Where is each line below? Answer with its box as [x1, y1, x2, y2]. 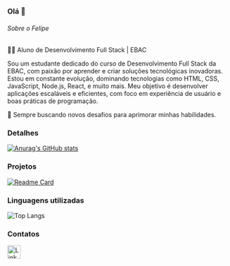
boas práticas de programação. [7, 97, 98, 105]
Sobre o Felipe [7, 24, 49, 32]
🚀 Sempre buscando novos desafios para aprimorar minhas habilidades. [7, 111, 217, 119]
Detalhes [7, 128, 39, 138]
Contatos [7, 229, 40, 238]
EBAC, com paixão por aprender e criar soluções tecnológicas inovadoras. [7, 67, 223, 75]
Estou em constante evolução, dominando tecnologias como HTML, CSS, [7, 74, 219, 83]
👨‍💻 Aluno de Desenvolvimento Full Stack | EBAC [7, 46, 147, 54]
